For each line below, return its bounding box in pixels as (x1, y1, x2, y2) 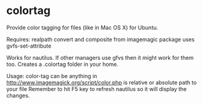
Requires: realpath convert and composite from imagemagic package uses (6, 35, 195, 43)
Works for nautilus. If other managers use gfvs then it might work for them (6, 54, 194, 61)
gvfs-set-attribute (6, 42, 52, 49)
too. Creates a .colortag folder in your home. (6, 60, 118, 68)
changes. (6, 92, 30, 99)
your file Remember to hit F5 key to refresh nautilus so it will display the (6, 85, 187, 92)
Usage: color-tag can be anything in (6, 72, 98, 79)
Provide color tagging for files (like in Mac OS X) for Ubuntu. (6, 24, 158, 31)
